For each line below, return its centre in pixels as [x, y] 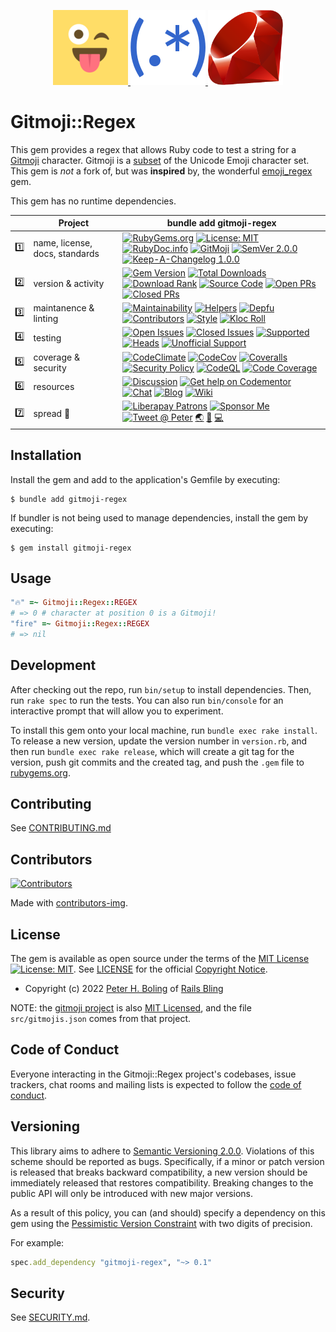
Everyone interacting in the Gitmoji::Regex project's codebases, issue [153, 1074]
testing [47, 337]
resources [54, 387]
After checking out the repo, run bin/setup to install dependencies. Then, [161, 689]
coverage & [56, 357]
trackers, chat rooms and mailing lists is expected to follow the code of [156, 1084]
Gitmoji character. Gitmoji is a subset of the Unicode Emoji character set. [160, 160]
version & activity [69, 283]
